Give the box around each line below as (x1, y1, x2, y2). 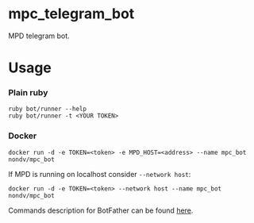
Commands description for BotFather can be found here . (8, 206, 194, 215)
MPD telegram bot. (8, 31, 70, 40)
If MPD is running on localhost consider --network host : (8, 169, 191, 179)
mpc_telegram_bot (8, 5, 135, 23)
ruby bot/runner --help (8, 105, 87, 113)
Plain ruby (8, 87, 48, 98)
